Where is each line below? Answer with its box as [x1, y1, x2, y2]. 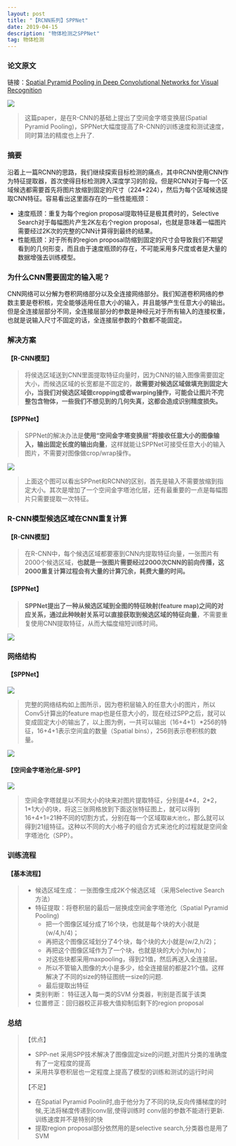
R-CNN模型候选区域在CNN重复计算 [7, 514, 128, 524]
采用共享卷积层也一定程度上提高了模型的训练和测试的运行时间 [34, 1068, 214, 1076]
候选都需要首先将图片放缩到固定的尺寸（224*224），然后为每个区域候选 [13, 185, 222, 194]
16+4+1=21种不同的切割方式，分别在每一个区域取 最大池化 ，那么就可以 [24, 814, 225, 822]
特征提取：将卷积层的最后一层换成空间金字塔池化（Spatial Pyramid [34, 904, 228, 912]
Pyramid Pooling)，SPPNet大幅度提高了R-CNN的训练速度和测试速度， [24, 122, 228, 131]
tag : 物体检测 [7, 37, 44, 44]
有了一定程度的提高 [34, 1059, 91, 1067]
